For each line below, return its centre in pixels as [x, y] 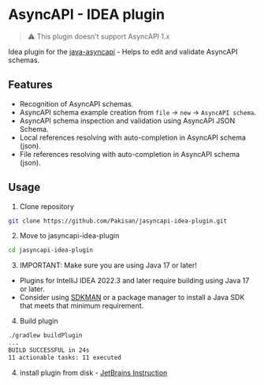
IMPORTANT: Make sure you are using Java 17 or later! [108, 265]
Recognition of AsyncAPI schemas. [76, 103]
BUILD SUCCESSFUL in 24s [49, 350]
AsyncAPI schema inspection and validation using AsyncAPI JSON [127, 121]
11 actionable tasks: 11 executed [65, 357]
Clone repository [47, 206]
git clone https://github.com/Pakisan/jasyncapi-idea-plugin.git [117, 221]
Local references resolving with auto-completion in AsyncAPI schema [133, 137]
